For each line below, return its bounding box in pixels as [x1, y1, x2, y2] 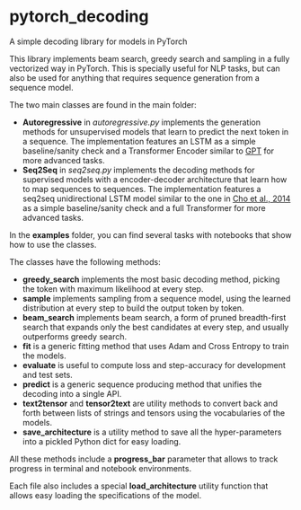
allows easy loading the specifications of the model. [9, 489, 202, 500]
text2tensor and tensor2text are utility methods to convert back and [22, 398, 279, 409]
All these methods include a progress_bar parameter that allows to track [9, 453, 279, 464]
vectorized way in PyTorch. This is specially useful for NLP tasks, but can [9, 63, 280, 74]
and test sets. [22, 369, 74, 380]
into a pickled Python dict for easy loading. [22, 435, 181, 446]
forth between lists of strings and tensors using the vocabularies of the [22, 407, 286, 418]
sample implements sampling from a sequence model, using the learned [22, 293, 291, 303]
